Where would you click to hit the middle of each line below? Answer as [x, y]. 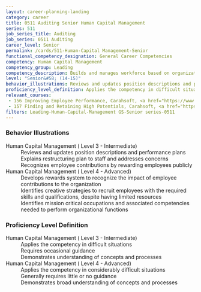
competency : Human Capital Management [54, 62]
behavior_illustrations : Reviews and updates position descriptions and [98, 84]
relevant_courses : [28, 95]
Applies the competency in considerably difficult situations [93, 269]
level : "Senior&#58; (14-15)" [43, 78]
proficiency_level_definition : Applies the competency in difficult [93, 90]
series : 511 [20, 28]
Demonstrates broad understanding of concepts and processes [99, 282]
